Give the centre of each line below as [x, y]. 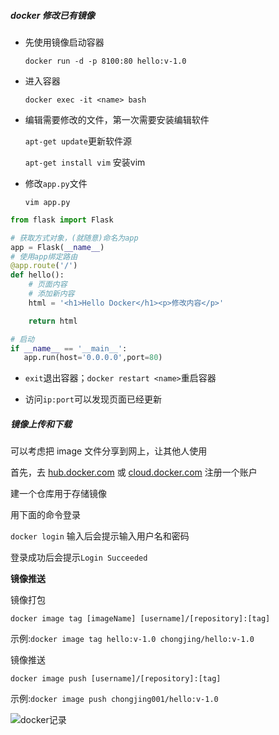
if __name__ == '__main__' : [69, 348]
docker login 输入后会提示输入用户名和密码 [100, 536]
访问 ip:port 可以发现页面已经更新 [93, 399]
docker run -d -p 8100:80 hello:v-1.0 [105, 61]
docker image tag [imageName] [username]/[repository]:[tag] [140, 619]
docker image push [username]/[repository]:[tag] [116, 679]
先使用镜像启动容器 [64, 42]
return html [53, 321]
